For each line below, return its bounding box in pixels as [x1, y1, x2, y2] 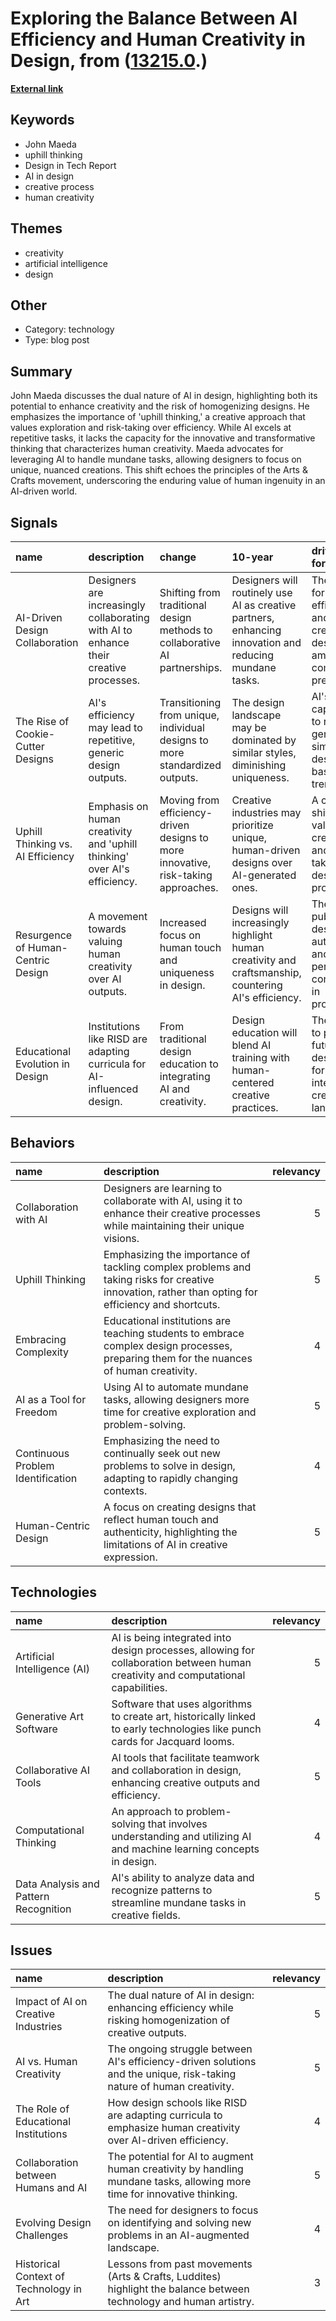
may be [231, 721, 267, 734]
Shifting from [159, 586, 221, 599]
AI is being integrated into [111, 1630, 232, 1644]
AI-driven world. [10, 485, 78, 497]
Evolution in [15, 1057, 71, 1071]
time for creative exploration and [103, 1405, 257, 1419]
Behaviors [10, 1135, 75, 1152]
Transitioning [159, 696, 222, 709]
